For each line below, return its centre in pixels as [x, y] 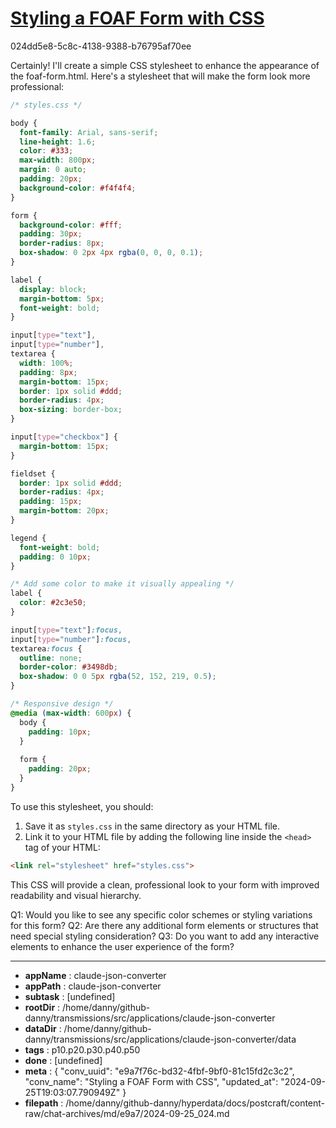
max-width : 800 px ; [58, 160]
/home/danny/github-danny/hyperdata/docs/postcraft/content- [195, 1103]
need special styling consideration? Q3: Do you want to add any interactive [165, 936]
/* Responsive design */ [62, 704]
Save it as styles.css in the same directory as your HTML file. [152, 826]
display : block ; [53, 289]
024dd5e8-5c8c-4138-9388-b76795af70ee [101, 46]
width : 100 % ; [46, 363]
